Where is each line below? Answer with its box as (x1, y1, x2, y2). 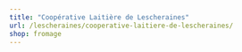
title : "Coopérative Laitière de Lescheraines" (9, 12, 190, 22)
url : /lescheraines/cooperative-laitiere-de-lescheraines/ (9, 21, 234, 30)
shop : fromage (9, 29, 63, 38)
